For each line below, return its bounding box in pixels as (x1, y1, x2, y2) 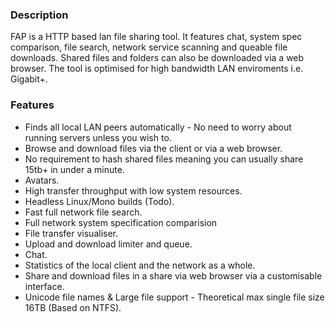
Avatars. (24, 174, 60, 186)
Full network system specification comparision (24, 216, 218, 228)
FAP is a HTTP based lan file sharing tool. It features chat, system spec (10, 31, 303, 43)
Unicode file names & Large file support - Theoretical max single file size (24, 291, 325, 303)
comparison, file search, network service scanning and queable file (10, 41, 288, 53)
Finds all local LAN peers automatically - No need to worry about (24, 121, 292, 133)
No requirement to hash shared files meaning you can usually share (24, 153, 304, 165)
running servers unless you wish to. (24, 131, 172, 143)
